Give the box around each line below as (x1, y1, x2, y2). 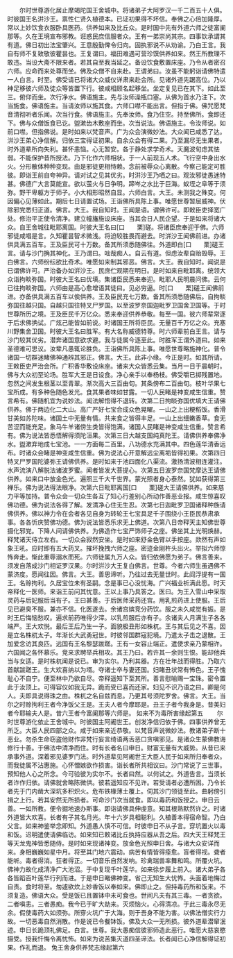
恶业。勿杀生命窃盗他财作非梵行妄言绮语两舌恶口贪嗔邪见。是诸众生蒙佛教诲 (7, 735, 226, 743)
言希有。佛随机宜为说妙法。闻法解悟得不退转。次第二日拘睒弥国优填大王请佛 (7, 396, 226, 405)
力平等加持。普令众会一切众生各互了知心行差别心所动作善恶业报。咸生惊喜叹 (7, 492, 226, 500)
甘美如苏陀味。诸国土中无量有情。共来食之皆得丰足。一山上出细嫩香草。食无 (7, 414, 226, 422)
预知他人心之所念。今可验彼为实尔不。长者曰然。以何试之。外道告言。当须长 (7, 770, 226, 778)
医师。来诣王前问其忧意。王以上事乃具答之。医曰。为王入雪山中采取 (31, 587, 226, 596)
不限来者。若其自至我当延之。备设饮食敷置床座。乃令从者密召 (49, 58, 226, 66)
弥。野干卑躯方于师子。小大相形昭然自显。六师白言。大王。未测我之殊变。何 (7, 188, 226, 196)
